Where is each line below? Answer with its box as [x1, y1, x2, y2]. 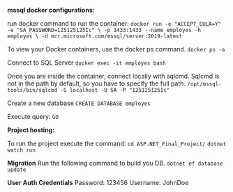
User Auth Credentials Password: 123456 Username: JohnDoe [7, 179, 189, 186]
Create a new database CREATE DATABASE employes [7, 99, 151, 107]
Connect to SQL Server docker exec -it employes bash [7, 58, 166, 67]
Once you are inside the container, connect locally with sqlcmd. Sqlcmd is [7, 72, 220, 80]
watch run [7, 147, 36, 154]
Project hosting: [7, 126, 55, 134]
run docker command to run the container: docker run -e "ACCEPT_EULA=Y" [7, 19, 222, 27]
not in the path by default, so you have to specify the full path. [7, 79, 186, 88]
